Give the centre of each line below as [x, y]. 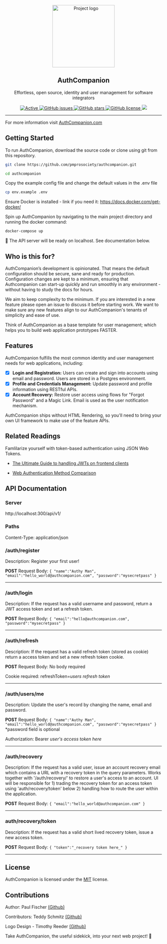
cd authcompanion [23, 174]
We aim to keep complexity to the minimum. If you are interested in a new [80, 299]
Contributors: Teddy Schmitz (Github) [43, 917]
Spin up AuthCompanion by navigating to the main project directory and [79, 217]
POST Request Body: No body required [45, 667]
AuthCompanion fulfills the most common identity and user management [80, 358]
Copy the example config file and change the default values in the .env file [81, 183]
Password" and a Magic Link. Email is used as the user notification [80, 400]
